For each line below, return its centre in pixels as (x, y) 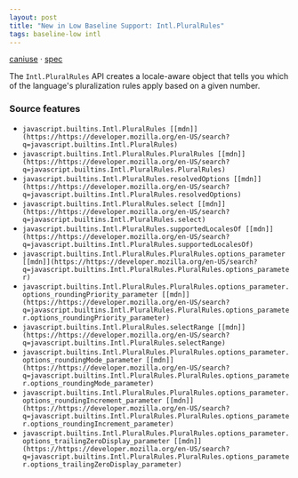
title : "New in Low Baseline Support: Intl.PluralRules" (117, 26)
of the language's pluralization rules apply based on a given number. (135, 86)
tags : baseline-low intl (55, 34)
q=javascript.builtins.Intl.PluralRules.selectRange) (124, 343)
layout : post (33, 17)
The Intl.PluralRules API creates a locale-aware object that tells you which (149, 76)
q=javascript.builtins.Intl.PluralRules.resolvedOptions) (132, 195)
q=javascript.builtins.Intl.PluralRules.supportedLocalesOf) (138, 244)
